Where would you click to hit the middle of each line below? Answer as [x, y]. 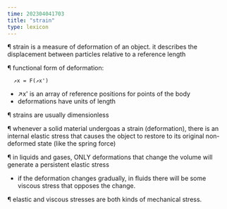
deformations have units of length [67, 101]
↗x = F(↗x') [31, 81]
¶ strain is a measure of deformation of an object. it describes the [102, 47]
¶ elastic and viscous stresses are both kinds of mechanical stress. [105, 199]
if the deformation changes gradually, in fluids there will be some [112, 178]
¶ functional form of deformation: [56, 68]
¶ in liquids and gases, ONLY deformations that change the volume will [110, 157]
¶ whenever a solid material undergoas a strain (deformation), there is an [113, 129]
